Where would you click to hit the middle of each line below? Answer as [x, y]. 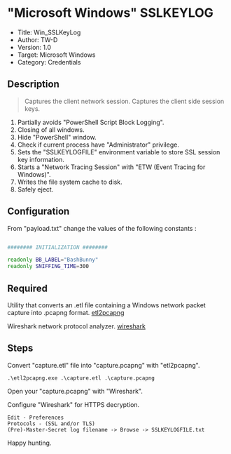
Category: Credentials [49, 62]
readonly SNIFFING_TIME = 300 [48, 267]
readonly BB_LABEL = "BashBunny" [53, 260]
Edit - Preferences [36, 418]
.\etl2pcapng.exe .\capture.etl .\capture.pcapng [81, 378]
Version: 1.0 [34, 47]
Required [27, 288]
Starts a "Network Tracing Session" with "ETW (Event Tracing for [111, 167]
